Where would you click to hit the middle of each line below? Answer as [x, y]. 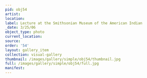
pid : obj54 [16, 9]
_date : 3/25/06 [20, 28]
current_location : [24, 37]
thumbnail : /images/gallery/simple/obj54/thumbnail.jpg [63, 59]
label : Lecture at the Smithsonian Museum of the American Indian [74, 23]
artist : [13, 14]
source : [13, 41]
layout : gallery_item [27, 50]
